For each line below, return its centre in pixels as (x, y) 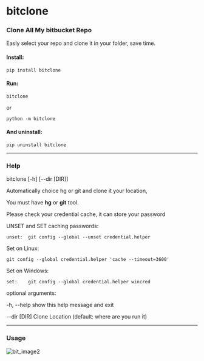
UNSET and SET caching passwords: (53, 226)
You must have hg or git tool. (42, 203)
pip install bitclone (34, 70)
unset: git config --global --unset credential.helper (78, 237)
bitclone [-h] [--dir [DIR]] (37, 179)
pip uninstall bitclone (36, 145)
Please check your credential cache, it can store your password (86, 214)
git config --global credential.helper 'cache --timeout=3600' (88, 260)
